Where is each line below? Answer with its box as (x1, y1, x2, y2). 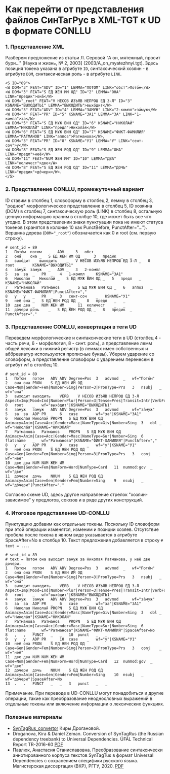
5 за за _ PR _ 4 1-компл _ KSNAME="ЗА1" (5, 272, 123, 277)
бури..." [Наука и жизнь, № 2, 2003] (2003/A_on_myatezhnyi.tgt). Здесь (5, 60, 158, 66)
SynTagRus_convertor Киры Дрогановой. (12, 725, 100, 731)
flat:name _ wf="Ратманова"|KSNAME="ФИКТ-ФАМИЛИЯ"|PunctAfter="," (5, 438, 157, 444)
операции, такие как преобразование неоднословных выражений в (5, 695, 153, 701)
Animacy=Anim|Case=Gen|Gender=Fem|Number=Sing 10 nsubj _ (5, 672, 144, 678)
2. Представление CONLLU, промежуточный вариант (5, 186, 144, 193)
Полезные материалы (5, 714, 63, 721)
